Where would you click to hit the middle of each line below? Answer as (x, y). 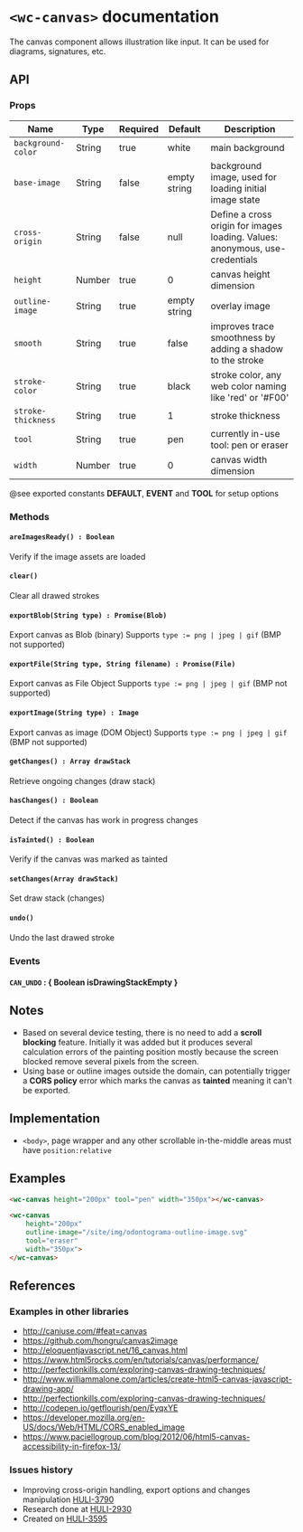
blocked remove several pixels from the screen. (110, 1061)
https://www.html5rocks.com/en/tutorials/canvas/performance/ (141, 1360)
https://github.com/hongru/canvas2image (100, 1341)
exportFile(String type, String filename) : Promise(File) (123, 664)
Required (139, 128)
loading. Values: (244, 237)
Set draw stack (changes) (57, 898)
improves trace (243, 326)
